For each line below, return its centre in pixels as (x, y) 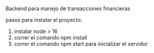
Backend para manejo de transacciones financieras (68, 9)
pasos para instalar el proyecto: (44, 20)
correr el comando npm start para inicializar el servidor (81, 44)
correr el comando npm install (50, 37)
